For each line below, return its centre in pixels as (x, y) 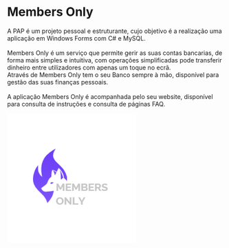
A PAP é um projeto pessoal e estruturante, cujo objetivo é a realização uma (115, 31)
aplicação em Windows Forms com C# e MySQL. (76, 38)
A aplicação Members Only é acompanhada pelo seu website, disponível (110, 96)
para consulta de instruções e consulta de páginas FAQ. (86, 104)
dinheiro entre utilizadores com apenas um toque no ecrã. (89, 67)
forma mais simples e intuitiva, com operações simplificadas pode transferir (115, 60)
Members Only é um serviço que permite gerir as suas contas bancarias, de (115, 53)
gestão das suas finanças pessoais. (58, 82)
